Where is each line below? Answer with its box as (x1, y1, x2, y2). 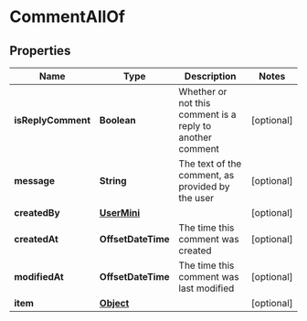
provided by (178, 180, 230, 193)
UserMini (99, 207, 141, 219)
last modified (178, 282, 235, 294)
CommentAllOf (9, 6, 126, 27)
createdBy (14, 207, 61, 219)
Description (184, 70, 237, 82)
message (14, 175, 55, 187)
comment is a (178, 108, 237, 121)
